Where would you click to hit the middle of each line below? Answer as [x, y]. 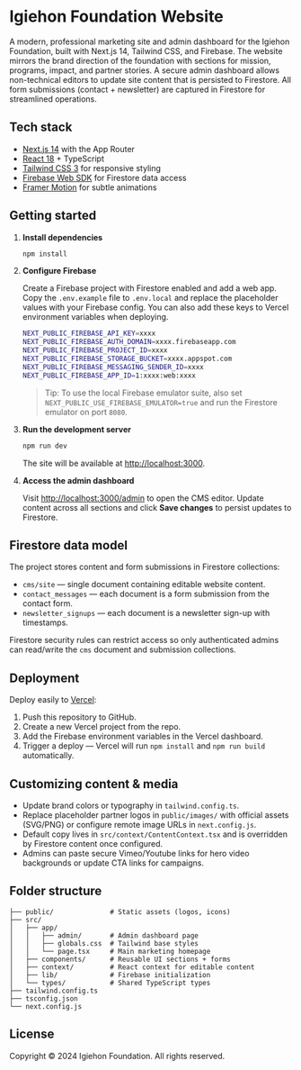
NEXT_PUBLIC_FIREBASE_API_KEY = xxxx [89, 334]
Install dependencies [62, 237]
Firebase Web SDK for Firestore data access [104, 177]
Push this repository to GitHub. [79, 717]
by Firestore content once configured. [93, 843]
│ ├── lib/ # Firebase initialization [110, 975]
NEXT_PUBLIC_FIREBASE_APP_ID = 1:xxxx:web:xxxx [109, 376]
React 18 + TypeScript [63, 159]
